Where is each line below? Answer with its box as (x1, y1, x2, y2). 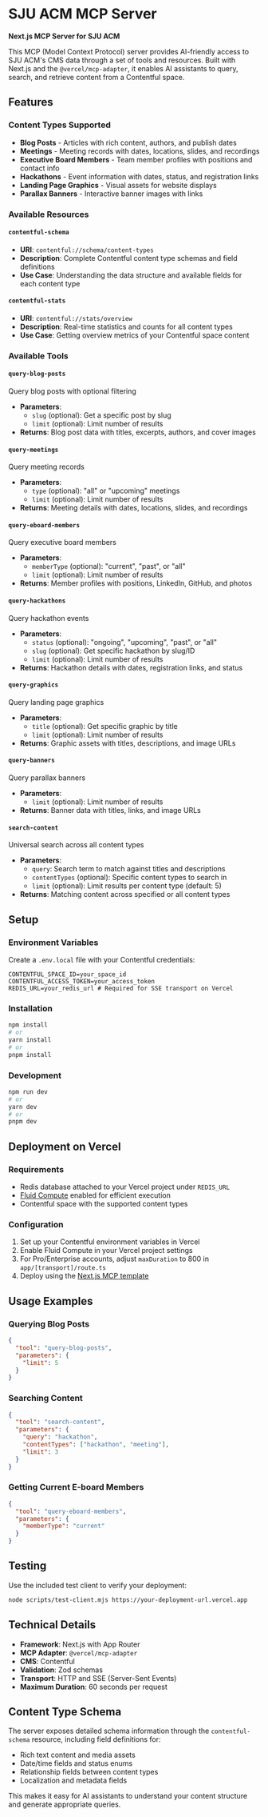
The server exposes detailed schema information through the (8, 1726, 210, 1736)
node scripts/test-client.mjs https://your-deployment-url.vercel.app (8, 1595, 248, 1604)
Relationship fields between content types (19, 1767, 159, 1777)
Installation (8, 1003, 53, 1014)
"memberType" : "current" (22, 1522, 105, 1531)
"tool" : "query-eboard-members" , (15, 1507, 127, 1515)
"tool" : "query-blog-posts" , (15, 1343, 112, 1352)
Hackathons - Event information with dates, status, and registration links (19, 171, 259, 181)
